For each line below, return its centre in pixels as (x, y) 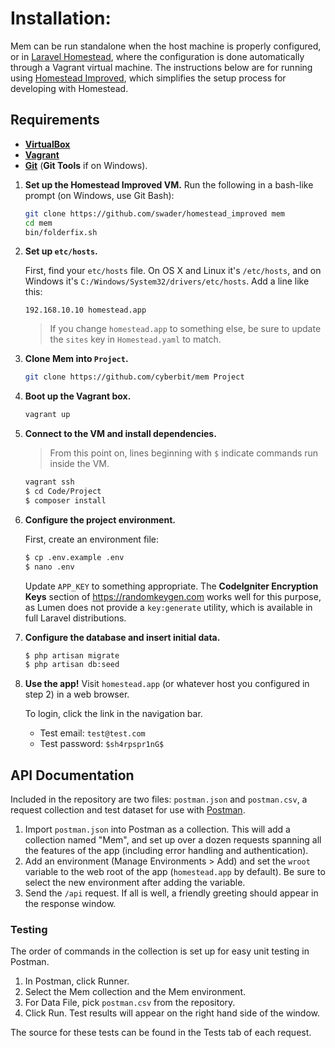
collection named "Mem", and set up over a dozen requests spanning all (173, 840)
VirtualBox (47, 144)
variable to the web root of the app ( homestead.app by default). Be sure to (175, 872)
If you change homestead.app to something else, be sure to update (185, 329)
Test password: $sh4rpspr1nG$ (102, 744)
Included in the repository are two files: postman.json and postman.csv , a (159, 799)
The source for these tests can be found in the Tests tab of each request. (161, 1033)
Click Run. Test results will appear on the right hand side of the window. (172, 1013)
